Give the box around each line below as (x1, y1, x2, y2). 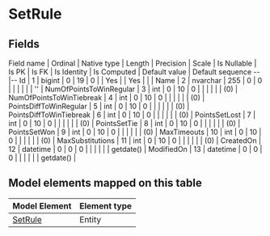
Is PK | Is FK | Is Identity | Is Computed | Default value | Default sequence (8, 67, 252, 77)
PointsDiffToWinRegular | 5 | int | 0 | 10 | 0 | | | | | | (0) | (8, 102, 190, 111)
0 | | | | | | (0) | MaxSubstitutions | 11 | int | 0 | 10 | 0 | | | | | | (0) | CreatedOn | (8, 136, 261, 145)
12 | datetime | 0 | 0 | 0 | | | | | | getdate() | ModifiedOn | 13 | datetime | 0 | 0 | (8, 145, 263, 154)
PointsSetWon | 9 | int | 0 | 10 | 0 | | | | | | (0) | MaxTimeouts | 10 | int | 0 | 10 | (8, 127, 262, 137)
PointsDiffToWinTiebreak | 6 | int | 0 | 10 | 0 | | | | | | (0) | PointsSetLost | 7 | (8, 110, 256, 120)
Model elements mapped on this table (8, 176, 202, 190)
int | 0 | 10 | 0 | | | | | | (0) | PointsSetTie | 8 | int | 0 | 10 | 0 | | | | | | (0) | (8, 119, 241, 128)
